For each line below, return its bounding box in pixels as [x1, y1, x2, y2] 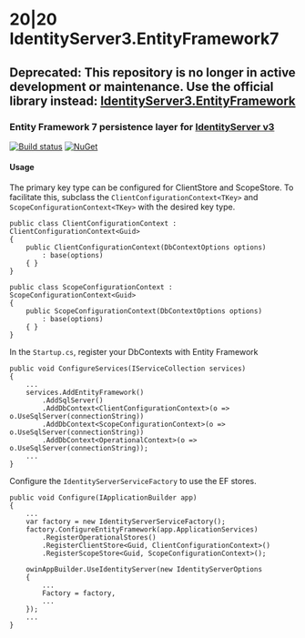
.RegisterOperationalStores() [42, 533, 157, 542]
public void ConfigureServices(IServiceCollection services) [9, 364, 247, 373]
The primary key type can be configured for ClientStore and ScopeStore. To [9, 182, 294, 193]
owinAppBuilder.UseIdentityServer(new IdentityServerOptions [25, 565, 262, 574]
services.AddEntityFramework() [25, 388, 145, 398]
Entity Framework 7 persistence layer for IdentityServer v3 [9, 120, 275, 133]
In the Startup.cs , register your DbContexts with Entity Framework [9, 347, 259, 358]
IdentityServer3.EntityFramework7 [9, 28, 280, 49]
